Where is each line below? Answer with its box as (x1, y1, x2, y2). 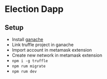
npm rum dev (11, 69, 37, 74)
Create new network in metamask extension (11, 52, 103, 58)
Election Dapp (4, 3, 64, 15)
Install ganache (11, 36, 43, 42)
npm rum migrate (11, 64, 46, 69)
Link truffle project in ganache (11, 42, 74, 48)
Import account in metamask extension (11, 47, 92, 53)
